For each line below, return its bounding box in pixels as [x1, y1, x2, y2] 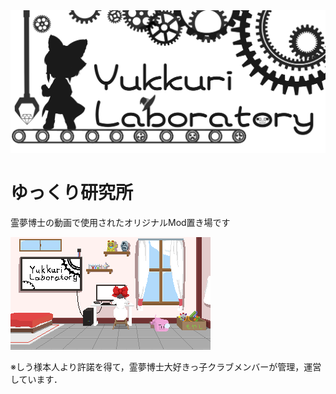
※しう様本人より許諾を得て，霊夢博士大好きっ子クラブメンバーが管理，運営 [10, 360, 322, 373]
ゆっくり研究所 [10, 182, 134, 204]
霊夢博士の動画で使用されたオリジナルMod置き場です [10, 216, 231, 228]
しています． [10, 373, 63, 385]
